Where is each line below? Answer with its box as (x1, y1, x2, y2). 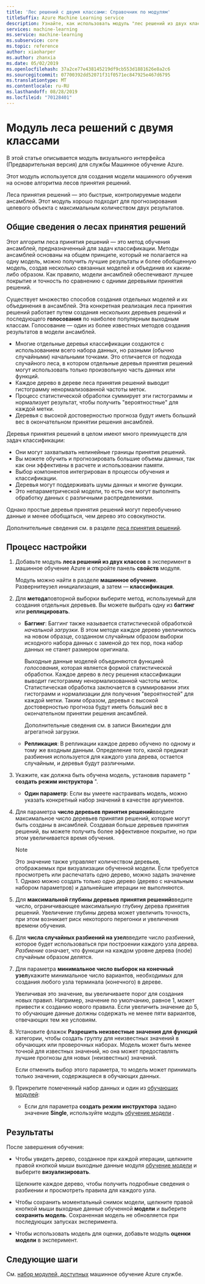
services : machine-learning (6, 26, 78, 32)
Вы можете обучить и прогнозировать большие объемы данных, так (15, 455, 195, 462)
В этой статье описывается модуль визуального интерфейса (6, 154, 165, 161)
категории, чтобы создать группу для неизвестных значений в (15, 1035, 179, 1042)
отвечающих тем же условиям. (15, 1016, 98, 1024)
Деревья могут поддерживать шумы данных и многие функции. (15, 481, 183, 488)
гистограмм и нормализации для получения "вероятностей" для (24, 690, 194, 697)
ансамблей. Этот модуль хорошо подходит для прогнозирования (6, 197, 178, 205)
